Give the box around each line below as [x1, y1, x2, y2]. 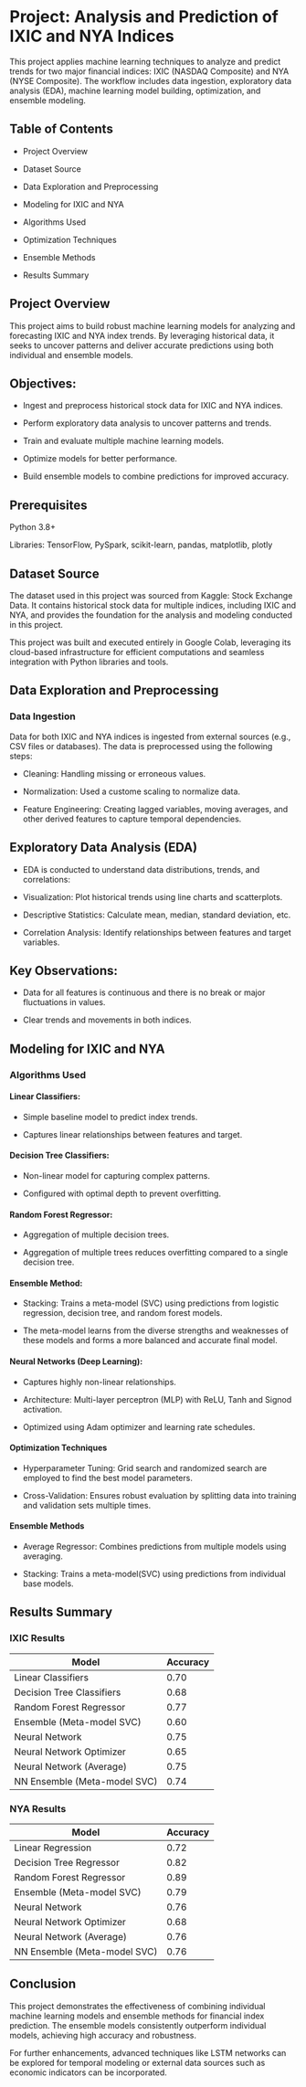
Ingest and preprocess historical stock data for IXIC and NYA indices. [22, 400, 283, 411]
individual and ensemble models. [9, 349, 134, 360]
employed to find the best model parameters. [22, 1472, 194, 1483]
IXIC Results [9, 1632, 66, 1645]
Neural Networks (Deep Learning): [9, 1356, 143, 1367]
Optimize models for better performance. [22, 453, 178, 464]
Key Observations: [9, 962, 119, 979]
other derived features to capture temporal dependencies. [22, 813, 242, 824]
